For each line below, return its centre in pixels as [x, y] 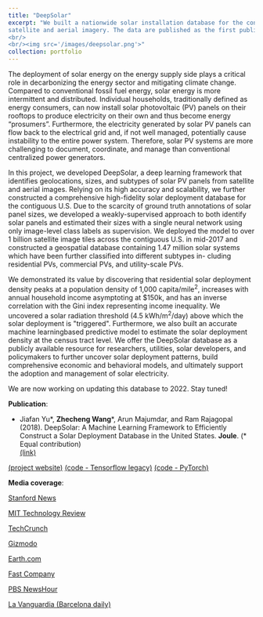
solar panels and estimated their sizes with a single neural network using [125, 223]
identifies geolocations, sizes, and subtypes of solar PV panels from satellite [131, 181]
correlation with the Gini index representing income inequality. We [114, 306]
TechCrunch [28, 528]
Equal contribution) [50, 445]
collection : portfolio [45, 52]
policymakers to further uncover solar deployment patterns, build [113, 357]
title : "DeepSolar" [40, 15]
